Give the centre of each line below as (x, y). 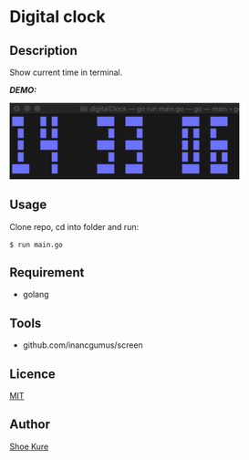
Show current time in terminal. (66, 72)
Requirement (47, 272)
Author (30, 425)
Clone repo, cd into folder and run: (74, 226)
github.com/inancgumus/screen (83, 345)
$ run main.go (36, 245)
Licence (33, 374)
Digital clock (57, 17)
